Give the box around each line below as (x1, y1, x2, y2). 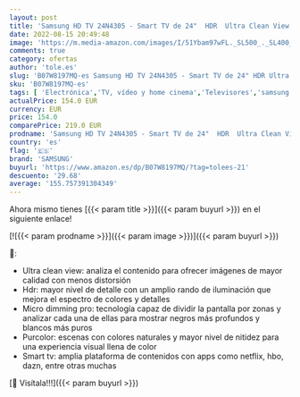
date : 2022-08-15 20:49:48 (9, 30, 110, 38)
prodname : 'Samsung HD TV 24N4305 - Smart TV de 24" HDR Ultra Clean (9, 130, 281, 139)
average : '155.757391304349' (9, 180, 118, 189)
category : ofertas (9, 55, 78, 63)
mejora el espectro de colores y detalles (21, 294, 171, 305)
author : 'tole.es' (9, 63, 78, 72)
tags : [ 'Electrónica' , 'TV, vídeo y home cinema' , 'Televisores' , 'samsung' (9, 88, 294, 97)
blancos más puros (21, 323, 93, 334)
